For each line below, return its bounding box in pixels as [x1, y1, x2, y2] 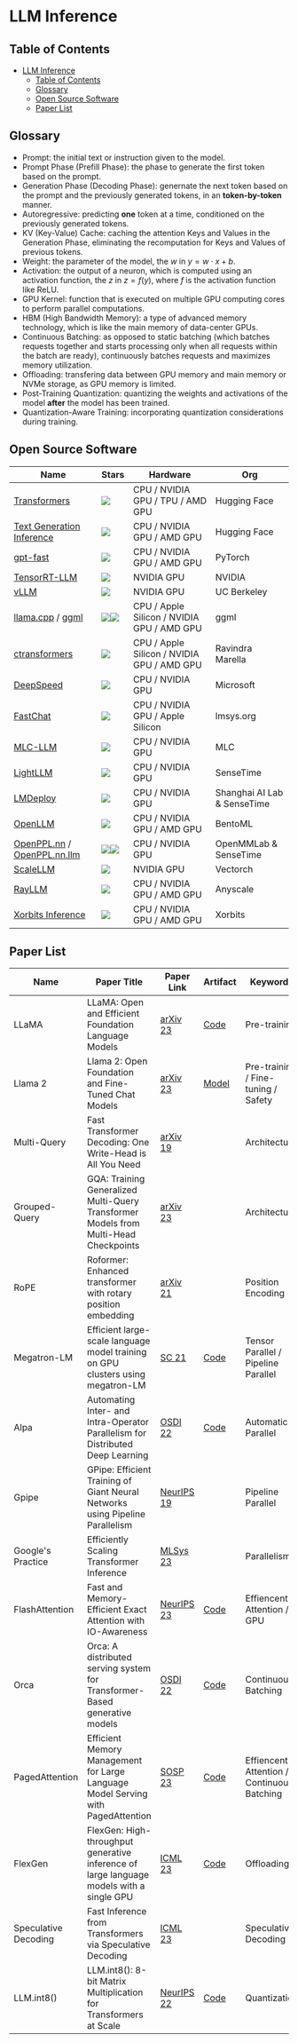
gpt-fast [13, 550, 50, 563]
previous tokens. [21, 246, 83, 257]
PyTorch [215, 550, 250, 563]
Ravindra [215, 642, 253, 654]
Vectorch [215, 863, 254, 875]
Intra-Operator [87, 1416, 149, 1429]
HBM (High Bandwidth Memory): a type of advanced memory [21, 313, 247, 323]
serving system [87, 1662, 151, 1675]
